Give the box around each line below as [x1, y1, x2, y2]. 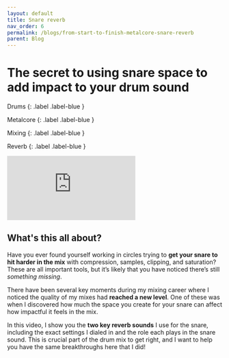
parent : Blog [7, 36, 44, 43]
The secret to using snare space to [7, 65, 208, 81]
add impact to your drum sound [7, 80, 189, 95]
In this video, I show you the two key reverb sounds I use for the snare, [7, 320, 208, 329]
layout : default [7, 10, 53, 17]
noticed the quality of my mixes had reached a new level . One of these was [7, 293, 220, 301]
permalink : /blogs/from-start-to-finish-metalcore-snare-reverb [7, 29, 194, 36]
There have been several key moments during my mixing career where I [7, 285, 210, 294]
